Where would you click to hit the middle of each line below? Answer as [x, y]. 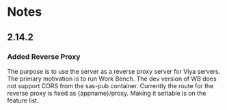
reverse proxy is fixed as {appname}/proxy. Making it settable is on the [107, 93]
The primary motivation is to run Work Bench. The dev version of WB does [112, 79]
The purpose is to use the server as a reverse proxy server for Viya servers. [114, 71]
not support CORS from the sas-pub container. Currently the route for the [110, 85]
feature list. [23, 100]
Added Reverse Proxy [44, 57]
